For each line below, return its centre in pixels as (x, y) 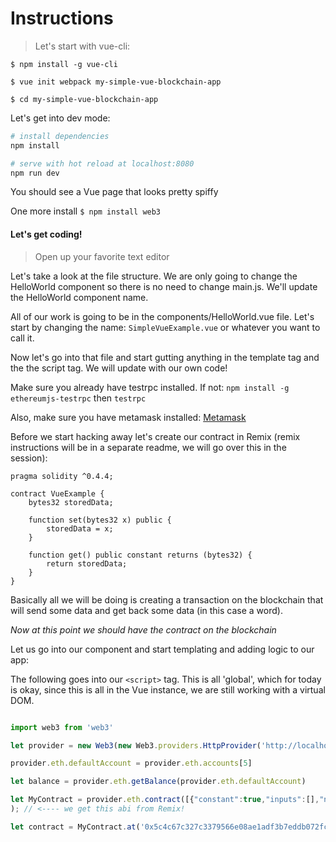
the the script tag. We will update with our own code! (119, 368)
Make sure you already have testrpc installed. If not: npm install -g (150, 387)
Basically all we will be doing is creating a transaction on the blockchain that (167, 599)
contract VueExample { (57, 493)
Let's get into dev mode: (60, 118)
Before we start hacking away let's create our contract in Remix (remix (155, 436)
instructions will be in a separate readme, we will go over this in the (148, 447)
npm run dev (35, 173)
